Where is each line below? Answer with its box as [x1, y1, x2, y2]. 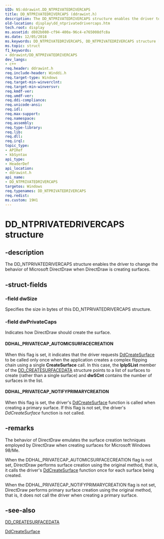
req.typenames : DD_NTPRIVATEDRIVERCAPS [5, 188, 86, 193]
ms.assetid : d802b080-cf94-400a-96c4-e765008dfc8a [5, 30, 110, 35]
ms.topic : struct [5, 43, 41, 48]
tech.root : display [5, 25, 45, 30]
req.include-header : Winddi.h [5, 71, 67, 76]
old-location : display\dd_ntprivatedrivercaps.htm [5, 20, 110, 26]
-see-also [5, 506, 36, 515]
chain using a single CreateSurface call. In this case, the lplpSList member [5, 362, 156, 368]
